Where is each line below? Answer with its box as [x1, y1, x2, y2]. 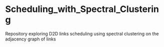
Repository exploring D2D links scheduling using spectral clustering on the [5, 30, 159, 36]
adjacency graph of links [5, 36, 56, 42]
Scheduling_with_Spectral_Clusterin [5, 3, 159, 15]
